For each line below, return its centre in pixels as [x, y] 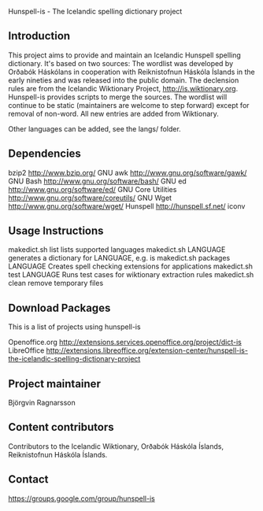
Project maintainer [54, 384]
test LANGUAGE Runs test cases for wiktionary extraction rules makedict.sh [131, 275]
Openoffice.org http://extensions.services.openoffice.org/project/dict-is [125, 343]
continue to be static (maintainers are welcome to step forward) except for [129, 105]
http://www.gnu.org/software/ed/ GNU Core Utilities [93, 189]
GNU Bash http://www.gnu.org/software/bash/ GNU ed [97, 181]
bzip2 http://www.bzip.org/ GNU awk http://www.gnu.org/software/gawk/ [128, 172]
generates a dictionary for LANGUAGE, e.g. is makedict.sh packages [119, 258]
